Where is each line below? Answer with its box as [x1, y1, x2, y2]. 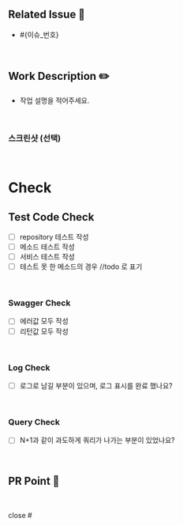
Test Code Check [8, 210, 95, 224]
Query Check [8, 416, 61, 427]
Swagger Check [8, 297, 71, 308]
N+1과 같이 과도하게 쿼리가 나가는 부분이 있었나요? [19, 436, 175, 445]
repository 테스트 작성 [19, 232, 89, 241]
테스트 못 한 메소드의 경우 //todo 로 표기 [19, 262, 143, 271]
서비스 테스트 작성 [19, 252, 75, 262]
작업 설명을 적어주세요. [19, 96, 90, 105]
